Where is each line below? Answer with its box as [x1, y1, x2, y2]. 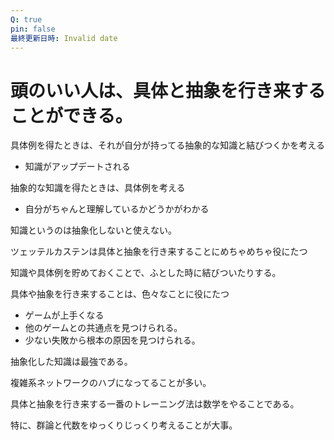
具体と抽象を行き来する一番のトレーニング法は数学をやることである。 [10, 398, 300, 410]
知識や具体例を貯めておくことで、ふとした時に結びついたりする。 [10, 267, 282, 279]
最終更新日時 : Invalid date [10, 33, 118, 43]
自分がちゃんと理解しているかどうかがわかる [24, 203, 210, 215]
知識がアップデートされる [24, 161, 131, 173]
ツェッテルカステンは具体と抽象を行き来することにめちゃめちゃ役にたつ [10, 246, 308, 258]
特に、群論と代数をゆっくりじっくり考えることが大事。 [10, 419, 238, 431]
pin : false [10, 24, 56, 34]
